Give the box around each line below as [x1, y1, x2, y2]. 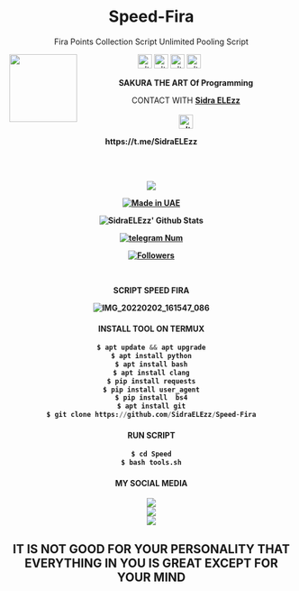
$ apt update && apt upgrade [96, 343, 206, 353]
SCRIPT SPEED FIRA [113, 284, 190, 295]
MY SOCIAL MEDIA [114, 477, 188, 488]
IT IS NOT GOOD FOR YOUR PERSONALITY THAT [13, 541, 290, 557]
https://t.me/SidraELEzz [104, 135, 198, 146]
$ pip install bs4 [114, 393, 188, 402]
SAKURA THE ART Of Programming [118, 77, 254, 88]
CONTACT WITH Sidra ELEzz [131, 95, 240, 106]
